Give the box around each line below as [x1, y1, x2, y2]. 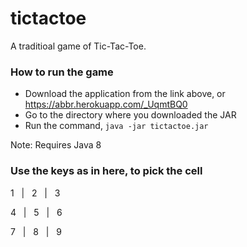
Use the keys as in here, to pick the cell [10, 164, 203, 178]
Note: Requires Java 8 [10, 139, 102, 151]
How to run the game [10, 65, 114, 79]
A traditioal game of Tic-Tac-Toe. [10, 40, 147, 52]
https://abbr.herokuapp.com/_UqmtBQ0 [24, 98, 188, 111]
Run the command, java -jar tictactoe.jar [24, 120, 209, 132]
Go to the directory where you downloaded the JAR [24, 109, 237, 121]
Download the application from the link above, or [24, 88, 226, 100]
